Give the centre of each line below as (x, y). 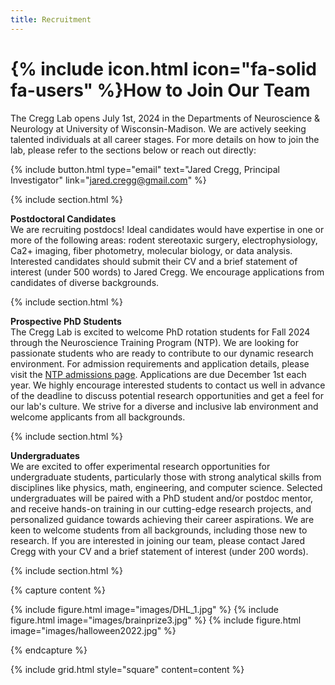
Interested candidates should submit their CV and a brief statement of (154, 261)
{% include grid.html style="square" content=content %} (127, 669)
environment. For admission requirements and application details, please (160, 363)
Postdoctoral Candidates (63, 218)
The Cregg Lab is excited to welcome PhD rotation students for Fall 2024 (160, 332)
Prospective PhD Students (66, 321)
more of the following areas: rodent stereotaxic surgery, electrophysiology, (164, 240)
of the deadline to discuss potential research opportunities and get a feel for (167, 395)
